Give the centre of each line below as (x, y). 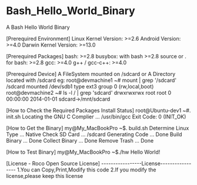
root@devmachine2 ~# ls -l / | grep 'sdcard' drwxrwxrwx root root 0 (89, 92)
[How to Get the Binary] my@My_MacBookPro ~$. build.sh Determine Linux (98, 128)
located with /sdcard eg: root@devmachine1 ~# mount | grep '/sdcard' (91, 80)
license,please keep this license (45, 176)
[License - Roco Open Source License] (53, 163)
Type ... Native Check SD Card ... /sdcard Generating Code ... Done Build (94, 134)
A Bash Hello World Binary (38, 27)
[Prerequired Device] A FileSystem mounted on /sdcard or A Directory (91, 74)
